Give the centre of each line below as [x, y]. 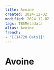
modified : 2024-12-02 [27, 19]
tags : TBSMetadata [24, 23]
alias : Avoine [20, 28]
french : [13, 33]
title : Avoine [20, 10]
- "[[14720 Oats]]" [25, 37]
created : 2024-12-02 [26, 14]
